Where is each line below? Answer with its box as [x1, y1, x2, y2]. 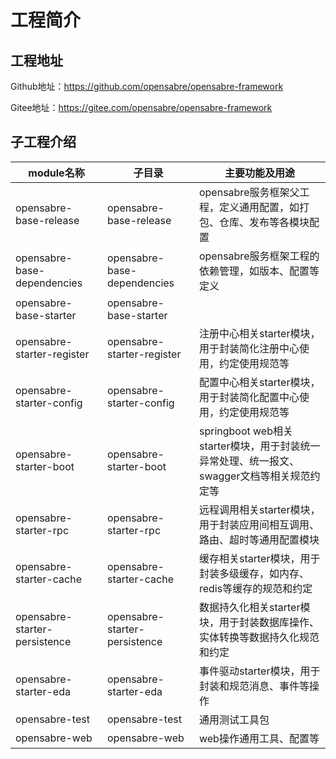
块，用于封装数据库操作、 [198, 615, 320, 629]
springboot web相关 [198, 424, 293, 438]
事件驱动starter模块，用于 [198, 664, 321, 678]
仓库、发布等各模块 [218, 215, 310, 229]
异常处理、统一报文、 [198, 454, 300, 468]
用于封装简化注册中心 [198, 341, 300, 355]
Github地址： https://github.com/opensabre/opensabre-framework [10, 81, 284, 92]
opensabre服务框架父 [198, 185, 300, 199]
